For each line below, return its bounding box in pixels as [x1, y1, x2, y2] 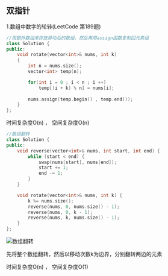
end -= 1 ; [38, 171, 63, 177]
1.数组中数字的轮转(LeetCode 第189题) [6, 23, 101, 30]
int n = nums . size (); [28, 63, 82, 69]
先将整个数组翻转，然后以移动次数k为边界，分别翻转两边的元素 [6, 251, 163, 258]
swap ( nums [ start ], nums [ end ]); [38, 159, 117, 165]
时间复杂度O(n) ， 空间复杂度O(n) [6, 119, 90, 127]
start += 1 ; [38, 165, 69, 171]
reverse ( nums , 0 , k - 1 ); [28, 209, 93, 215]
